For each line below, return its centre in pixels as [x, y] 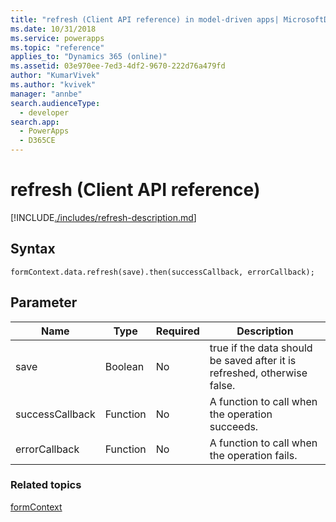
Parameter [44, 302]
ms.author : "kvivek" [53, 85]
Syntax [33, 249]
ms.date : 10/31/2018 [53, 29]
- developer [44, 112]
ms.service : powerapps [57, 38]
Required [177, 331]
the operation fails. [253, 455]
